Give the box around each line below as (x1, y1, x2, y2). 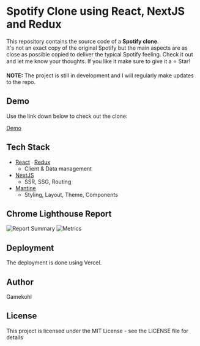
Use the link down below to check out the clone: (6, 112, 128, 120)
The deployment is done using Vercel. (6, 259, 102, 266)
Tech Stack (6, 142, 50, 153)
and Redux (6, 17, 62, 31)
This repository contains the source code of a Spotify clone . (6, 37, 159, 45)
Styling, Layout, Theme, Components (24, 191, 118, 198)
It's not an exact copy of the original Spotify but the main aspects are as (6, 44, 188, 52)
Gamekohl (6, 293, 32, 300)
